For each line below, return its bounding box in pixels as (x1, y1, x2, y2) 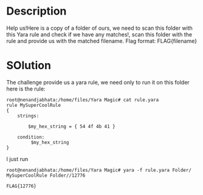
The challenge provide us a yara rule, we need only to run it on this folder (6, 78, 190, 86)
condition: (17, 134, 45, 140)
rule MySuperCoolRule (6, 102, 61, 108)
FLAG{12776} (6, 183, 36, 189)
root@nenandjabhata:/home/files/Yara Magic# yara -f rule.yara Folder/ (6, 167, 191, 173)
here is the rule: (6, 85, 46, 92)
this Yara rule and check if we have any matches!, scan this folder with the (6, 30, 193, 38)
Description (6, 4, 67, 18)
